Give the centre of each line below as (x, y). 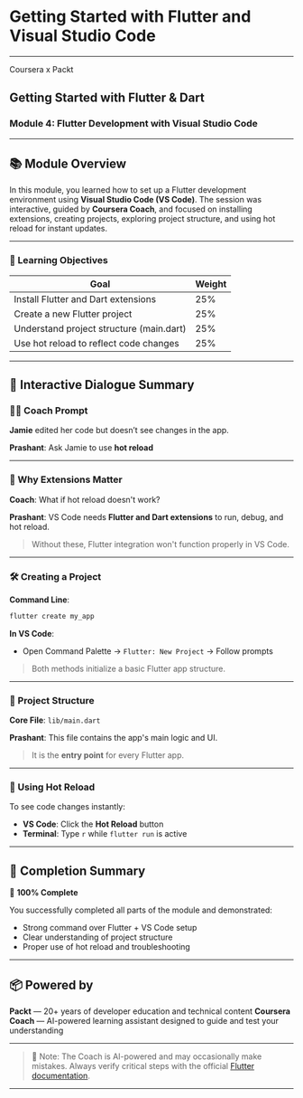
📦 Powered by (51, 984)
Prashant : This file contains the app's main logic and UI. (114, 738)
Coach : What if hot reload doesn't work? (85, 499)
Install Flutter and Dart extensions (85, 298)
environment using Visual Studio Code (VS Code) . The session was (136, 200)
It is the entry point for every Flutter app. (108, 755)
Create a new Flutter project (73, 314)
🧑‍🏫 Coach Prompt (49, 411)
